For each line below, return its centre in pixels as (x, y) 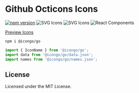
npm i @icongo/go (23, 41)
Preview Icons (19, 32)
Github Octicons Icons (52, 9)
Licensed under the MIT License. (38, 87)
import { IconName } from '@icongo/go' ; (47, 50)
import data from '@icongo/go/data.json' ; (49, 55)
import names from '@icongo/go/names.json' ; (51, 59)
